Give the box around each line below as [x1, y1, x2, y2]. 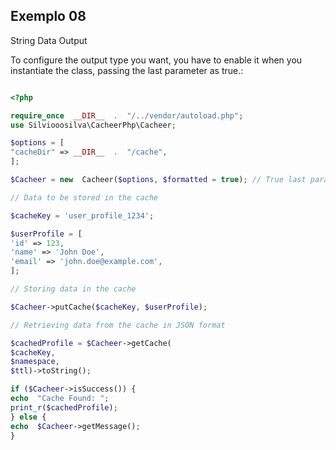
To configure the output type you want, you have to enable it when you [10, 54, 303, 66]
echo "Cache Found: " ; [10, 394, 110, 404]
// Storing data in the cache [10, 284, 137, 294]
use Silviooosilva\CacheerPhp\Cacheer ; [10, 120, 177, 130]
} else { [10, 412, 47, 422]
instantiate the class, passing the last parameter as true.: [10, 64, 244, 76]
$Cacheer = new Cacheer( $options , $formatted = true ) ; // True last [10, 175, 307, 185]
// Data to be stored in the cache [10, 192, 159, 203]
